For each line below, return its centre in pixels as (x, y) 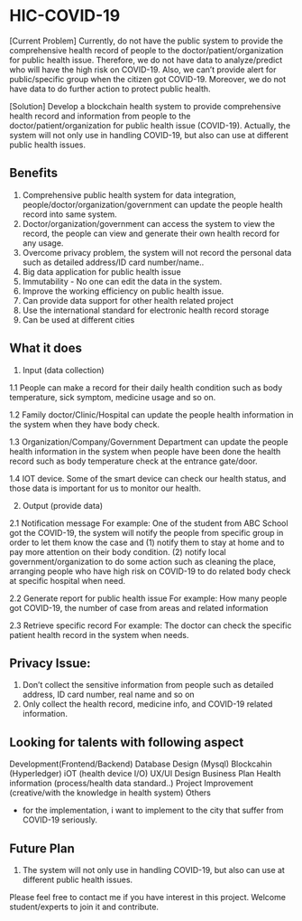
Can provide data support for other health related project (128, 300)
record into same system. (69, 214)
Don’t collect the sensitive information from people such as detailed (148, 685)
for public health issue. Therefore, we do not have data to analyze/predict (146, 60)
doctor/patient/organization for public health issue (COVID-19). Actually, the (150, 125)
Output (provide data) (63, 505)
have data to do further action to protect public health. (110, 89)
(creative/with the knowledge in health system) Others (110, 793)
